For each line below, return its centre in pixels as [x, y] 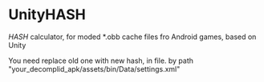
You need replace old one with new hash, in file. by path [101, 61]
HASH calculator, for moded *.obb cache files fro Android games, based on [132, 37]
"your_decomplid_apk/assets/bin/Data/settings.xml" [94, 68]
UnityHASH [47, 15]
